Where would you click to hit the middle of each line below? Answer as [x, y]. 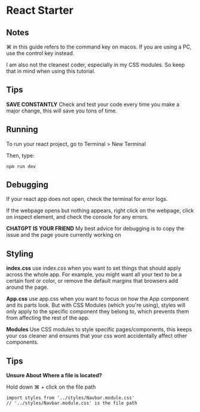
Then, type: [20, 155]
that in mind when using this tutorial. [51, 71]
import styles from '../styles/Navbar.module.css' [70, 398]
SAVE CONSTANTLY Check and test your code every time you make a [93, 104]
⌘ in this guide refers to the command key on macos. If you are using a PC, [99, 47]
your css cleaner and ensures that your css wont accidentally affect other [97, 336]
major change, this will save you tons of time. [62, 111]
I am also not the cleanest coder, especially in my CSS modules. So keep [96, 65]
